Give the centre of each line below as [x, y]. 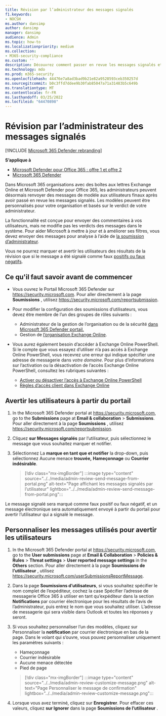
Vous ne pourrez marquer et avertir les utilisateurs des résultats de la [75, 251]
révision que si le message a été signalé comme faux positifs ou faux [75, 256]
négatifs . [14, 262]
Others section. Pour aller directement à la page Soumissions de [79, 565]
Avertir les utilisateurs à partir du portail [68, 401]
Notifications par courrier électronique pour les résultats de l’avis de [82, 601]
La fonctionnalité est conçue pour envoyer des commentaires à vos [74, 220]
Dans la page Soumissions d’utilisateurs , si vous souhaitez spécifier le [85, 585]
